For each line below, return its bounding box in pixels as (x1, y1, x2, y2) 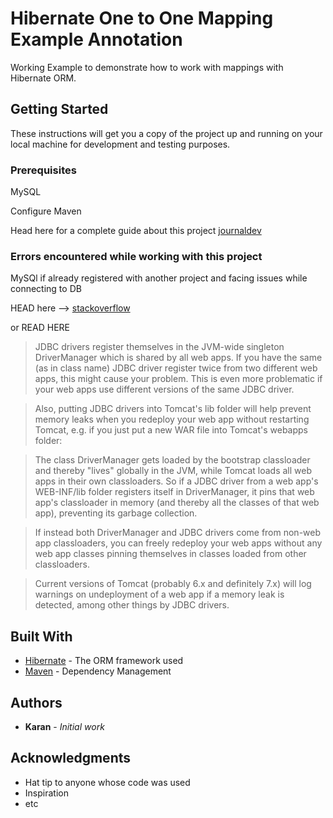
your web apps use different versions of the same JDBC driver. (34, 383, 295, 396)
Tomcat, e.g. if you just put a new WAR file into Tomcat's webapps (34, 424, 309, 436)
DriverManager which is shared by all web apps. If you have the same (34, 352, 323, 364)
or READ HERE (10, 322, 70, 334)
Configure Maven (10, 205, 82, 217)
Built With (10, 628, 73, 645)
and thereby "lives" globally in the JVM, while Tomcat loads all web (34, 465, 313, 477)
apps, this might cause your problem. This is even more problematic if (34, 373, 323, 385)
